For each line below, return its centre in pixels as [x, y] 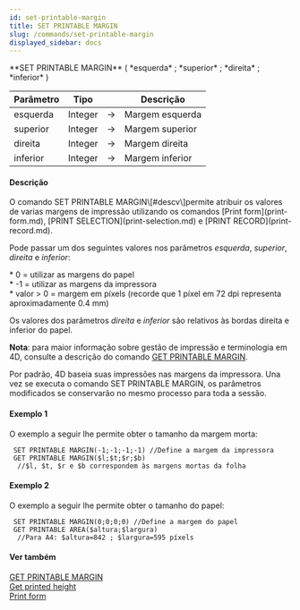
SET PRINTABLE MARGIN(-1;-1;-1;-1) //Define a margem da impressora [144, 450]
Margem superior [160, 129]
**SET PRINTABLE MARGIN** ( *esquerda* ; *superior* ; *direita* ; [135, 68]
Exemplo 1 [29, 414]
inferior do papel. [41, 330]
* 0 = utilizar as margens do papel [72, 275]
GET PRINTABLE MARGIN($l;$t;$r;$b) [79, 458]
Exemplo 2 [29, 486]
